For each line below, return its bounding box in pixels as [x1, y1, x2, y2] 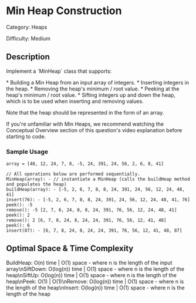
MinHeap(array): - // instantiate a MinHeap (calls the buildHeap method [6, 176, 191, 183]
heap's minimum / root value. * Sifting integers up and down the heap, [6, 91, 176, 98]
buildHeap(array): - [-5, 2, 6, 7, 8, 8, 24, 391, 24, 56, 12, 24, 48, [6, 187, 185, 193]
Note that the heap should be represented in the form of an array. [6, 109, 164, 116]
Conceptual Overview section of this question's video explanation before [6, 126, 183, 133]
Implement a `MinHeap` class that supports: [6, 68, 112, 75]
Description [6, 52, 50, 62]
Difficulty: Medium [6, 35, 51, 42]
